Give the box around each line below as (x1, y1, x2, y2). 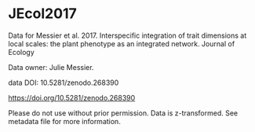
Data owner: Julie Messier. (8, 62, 94, 71)
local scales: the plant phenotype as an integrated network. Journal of (8, 38, 235, 48)
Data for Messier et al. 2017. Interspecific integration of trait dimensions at (8, 31, 247, 40)
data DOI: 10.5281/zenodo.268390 (8, 78, 119, 87)
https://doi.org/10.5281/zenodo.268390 (8, 93, 136, 102)
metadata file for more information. (8, 116, 122, 126)
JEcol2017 (8, 5, 77, 23)
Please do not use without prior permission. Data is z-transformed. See (8, 108, 238, 118)
